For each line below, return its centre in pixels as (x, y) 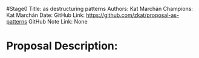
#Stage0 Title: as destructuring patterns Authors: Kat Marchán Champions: (100, 9)
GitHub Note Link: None (58, 21)
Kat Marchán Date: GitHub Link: (46, 15)
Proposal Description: (62, 46)
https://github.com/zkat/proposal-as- (133, 15)
